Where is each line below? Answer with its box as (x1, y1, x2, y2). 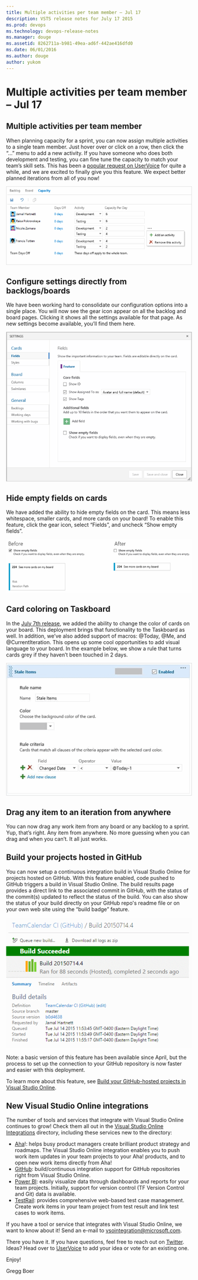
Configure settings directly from (6, 276, 127, 286)
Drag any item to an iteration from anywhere (6, 807, 171, 817)
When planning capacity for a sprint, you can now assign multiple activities (6, 137, 189, 144)
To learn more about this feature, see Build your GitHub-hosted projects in (6, 1077, 186, 1084)
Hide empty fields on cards (6, 493, 107, 503)
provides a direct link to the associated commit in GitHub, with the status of (6, 887, 189, 894)
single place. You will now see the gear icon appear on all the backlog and (6, 308, 186, 315)
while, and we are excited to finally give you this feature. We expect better (6, 168, 186, 175)
